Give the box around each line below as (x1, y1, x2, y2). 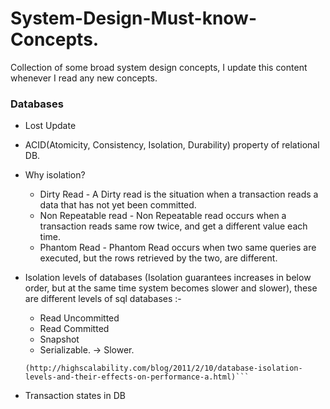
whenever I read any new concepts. (10, 72, 158, 84)
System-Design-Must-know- (10, 7, 258, 30)
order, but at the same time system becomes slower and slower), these (24, 282, 318, 294)
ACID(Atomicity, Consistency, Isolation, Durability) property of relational (24, 139, 320, 151)
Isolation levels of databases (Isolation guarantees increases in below (24, 272, 312, 284)
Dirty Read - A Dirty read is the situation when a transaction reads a (39, 188, 319, 201)
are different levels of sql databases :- (24, 293, 182, 305)
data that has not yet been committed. (39, 199, 197, 211)
